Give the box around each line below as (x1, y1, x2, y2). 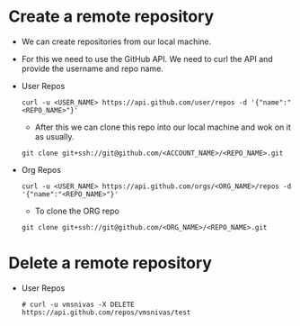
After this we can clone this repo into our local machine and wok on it (34, 122, 291, 132)
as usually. (34, 131, 75, 141)
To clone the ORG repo (34, 205, 120, 216)
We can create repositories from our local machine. (21, 36, 212, 47)
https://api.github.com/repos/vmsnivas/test (21, 308, 191, 317)
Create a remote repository (8, 6, 215, 27)
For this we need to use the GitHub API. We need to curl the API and (21, 53, 273, 64)
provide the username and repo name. (21, 63, 163, 74)
